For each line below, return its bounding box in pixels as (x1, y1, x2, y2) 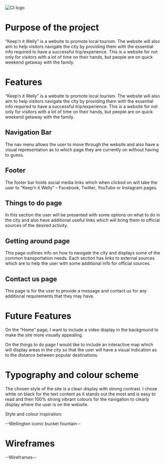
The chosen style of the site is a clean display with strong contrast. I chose (5, 385, 158, 391)
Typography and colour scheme (5, 370, 139, 380)
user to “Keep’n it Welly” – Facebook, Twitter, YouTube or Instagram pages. (5, 184, 158, 190)
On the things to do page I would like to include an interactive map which (5, 341, 153, 347)
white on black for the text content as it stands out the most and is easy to (5, 391, 156, 397)
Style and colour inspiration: (5, 411, 63, 417)
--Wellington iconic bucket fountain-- (5, 421, 81, 426)
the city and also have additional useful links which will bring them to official (5, 217, 160, 223)
